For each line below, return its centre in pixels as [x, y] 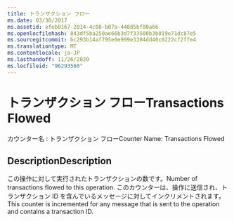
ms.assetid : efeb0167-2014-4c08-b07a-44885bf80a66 [83, 27]
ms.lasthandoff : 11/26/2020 [48, 60]
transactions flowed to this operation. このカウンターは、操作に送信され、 [115, 187]
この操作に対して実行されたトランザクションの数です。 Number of [103, 179]
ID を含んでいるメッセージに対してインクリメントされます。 [138, 196]
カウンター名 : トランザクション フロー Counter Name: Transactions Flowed [116, 138]
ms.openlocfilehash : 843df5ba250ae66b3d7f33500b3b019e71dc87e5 [102, 33]
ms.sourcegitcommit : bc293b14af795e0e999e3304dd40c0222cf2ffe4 [102, 40]
